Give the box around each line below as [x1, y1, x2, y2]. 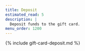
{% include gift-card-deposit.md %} [5, 40, 80, 46]
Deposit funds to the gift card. [10, 21, 80, 27]
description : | [5, 17, 37, 22]
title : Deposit [5, 7, 37, 13]
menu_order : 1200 [5, 26, 42, 31]
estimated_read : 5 [5, 12, 44, 17]
